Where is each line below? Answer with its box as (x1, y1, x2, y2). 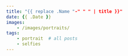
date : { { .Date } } (6, 14, 51, 20)
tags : (6, 30, 19, 36)
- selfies (17, 41, 41, 47)
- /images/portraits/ (17, 24, 70, 31)
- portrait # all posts (17, 36, 78, 41)
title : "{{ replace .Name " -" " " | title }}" (6, 8, 123, 15)
